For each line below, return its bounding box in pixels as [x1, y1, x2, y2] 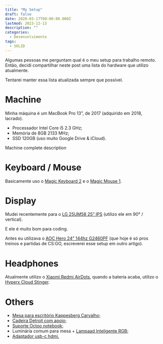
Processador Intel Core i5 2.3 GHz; [12, 125, 83, 131]
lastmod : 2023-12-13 [5, 21, 47, 26]
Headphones [5, 258, 59, 269]
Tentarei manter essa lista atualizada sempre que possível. [5, 77, 123, 83]
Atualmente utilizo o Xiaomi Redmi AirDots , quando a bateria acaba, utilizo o [5, 274, 158, 280]
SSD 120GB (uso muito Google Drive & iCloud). [12, 135, 107, 141]
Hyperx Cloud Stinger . [5, 279, 50, 285]
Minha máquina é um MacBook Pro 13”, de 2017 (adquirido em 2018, [5, 110, 142, 116]
